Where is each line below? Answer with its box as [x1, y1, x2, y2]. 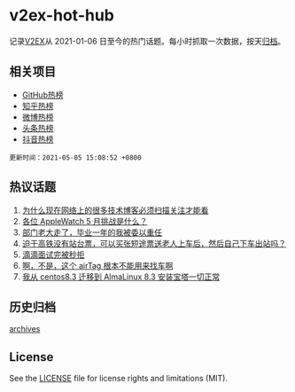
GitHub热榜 [21, 90, 64, 100]
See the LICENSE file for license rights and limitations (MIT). [9, 373, 229, 384]
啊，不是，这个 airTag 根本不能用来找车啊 [21, 260, 174, 270]
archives [9, 324, 41, 334]
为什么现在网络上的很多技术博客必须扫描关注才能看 [21, 205, 209, 216]
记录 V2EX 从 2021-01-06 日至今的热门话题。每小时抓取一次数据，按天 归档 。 [9, 35, 286, 46]
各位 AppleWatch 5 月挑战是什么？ [21, 216, 148, 226]
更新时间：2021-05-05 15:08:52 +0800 [9, 153, 142, 162]
